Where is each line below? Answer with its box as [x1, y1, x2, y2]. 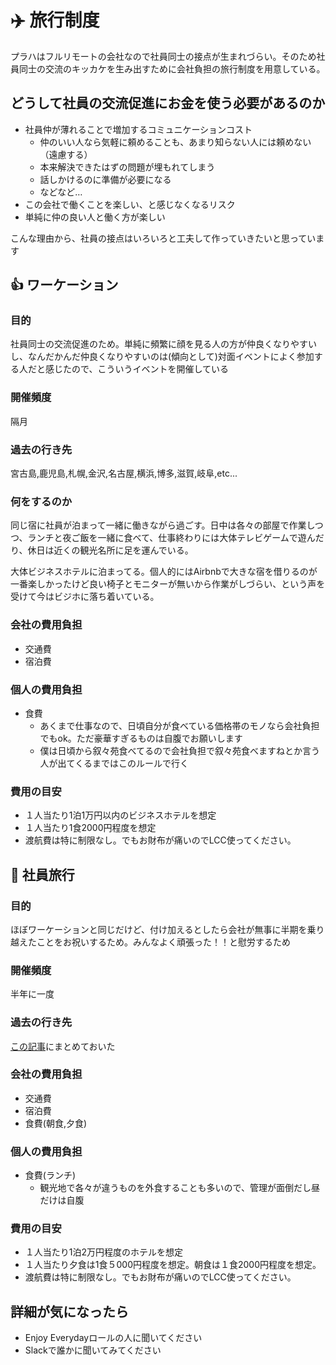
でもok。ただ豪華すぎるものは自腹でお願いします [39, 732, 243, 744]
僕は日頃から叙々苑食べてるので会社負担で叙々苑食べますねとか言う [39, 744, 321, 756]
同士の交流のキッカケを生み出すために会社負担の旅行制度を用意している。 [18, 62, 326, 75]
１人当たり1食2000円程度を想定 [24, 822, 157, 834]
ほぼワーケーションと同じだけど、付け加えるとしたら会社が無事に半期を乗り [10, 923, 325, 935]
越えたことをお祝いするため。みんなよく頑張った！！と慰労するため [10, 936, 291, 948]
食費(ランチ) [24, 1169, 77, 1181]
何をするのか [10, 494, 73, 508]
